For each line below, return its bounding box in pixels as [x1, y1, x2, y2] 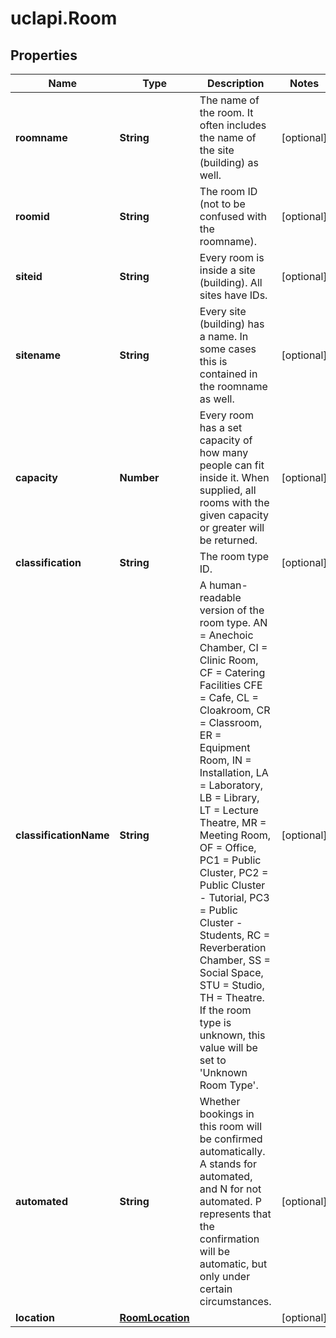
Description [206, 77, 265, 90]
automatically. [199, 1145, 266, 1158]
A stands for [199, 1157, 257, 1171]
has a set [199, 421, 243, 434]
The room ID [199, 185, 258, 198]
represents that [199, 1207, 272, 1221]
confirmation [199, 1232, 260, 1246]
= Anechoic [199, 628, 254, 642]
